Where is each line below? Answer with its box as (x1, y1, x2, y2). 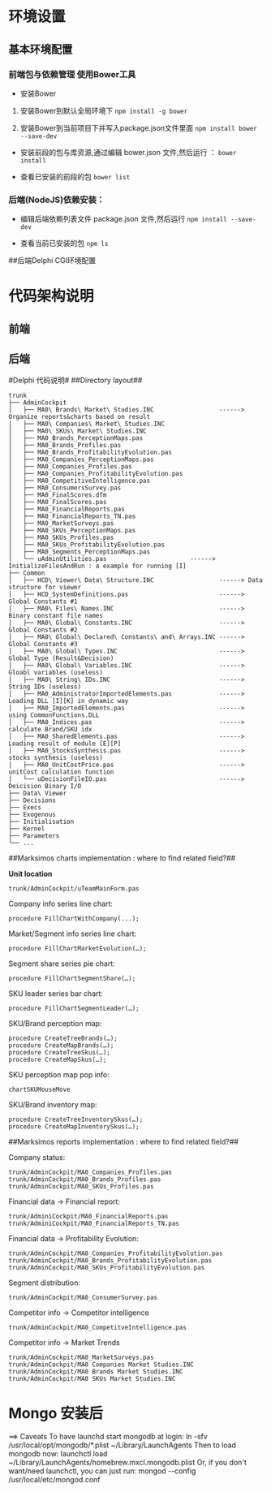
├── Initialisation (8, 817, 75, 826)
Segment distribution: (8, 1278, 81, 1287)
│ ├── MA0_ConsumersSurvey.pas (8, 484, 122, 492)
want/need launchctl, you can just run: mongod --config (8, 1466, 196, 1476)
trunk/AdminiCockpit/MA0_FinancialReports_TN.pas (8, 1219, 180, 1227)
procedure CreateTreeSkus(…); (8, 1048, 111, 1056)
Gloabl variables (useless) (8, 668, 104, 676)
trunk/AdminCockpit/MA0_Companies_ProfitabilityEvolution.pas (8, 1249, 223, 1257)
